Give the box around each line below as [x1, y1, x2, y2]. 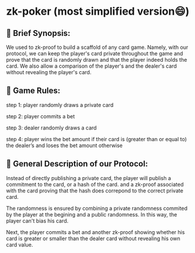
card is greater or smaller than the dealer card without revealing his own [6, 235, 181, 242]
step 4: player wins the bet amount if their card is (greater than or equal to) [6, 135, 187, 142]
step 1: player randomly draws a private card [6, 101, 114, 108]
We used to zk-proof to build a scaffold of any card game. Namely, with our [6, 44, 189, 51]
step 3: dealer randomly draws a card [6, 124, 97, 131]
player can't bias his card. [6, 217, 69, 224]
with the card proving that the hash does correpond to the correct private [6, 187, 184, 194]
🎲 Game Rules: [6, 86, 60, 96]
